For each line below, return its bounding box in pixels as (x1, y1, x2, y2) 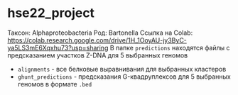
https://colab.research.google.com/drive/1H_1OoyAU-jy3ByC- (7, 35, 187, 44)
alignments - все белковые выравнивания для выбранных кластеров (17, 65, 227, 73)
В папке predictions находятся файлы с (109, 43, 230, 52)
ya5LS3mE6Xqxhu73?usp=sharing (7, 43, 109, 52)
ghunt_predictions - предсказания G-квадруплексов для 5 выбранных (17, 72, 231, 81)
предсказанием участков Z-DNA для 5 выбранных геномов (7, 51, 188, 60)
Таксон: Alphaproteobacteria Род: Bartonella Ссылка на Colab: (7, 28, 193, 37)
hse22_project (7, 5, 94, 21)
